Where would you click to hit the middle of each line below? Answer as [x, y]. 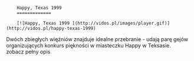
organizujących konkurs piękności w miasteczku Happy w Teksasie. [88, 45]
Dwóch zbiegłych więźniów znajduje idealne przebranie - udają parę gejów [97, 39]
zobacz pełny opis [28, 52]
